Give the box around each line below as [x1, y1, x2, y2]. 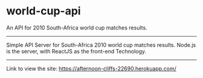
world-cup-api [6, 4, 81, 18]
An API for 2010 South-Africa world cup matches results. [6, 24, 147, 31]
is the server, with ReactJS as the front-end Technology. [6, 47, 147, 55]
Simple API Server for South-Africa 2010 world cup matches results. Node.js [6, 41, 196, 49]
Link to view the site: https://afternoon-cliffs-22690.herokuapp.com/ [6, 65, 176, 72]
